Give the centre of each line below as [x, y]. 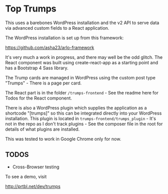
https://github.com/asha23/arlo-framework [50, 47]
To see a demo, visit [26, 176]
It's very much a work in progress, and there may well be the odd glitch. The [84, 57]
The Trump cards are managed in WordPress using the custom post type [80, 77]
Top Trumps [31, 9]
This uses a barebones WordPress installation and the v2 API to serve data [82, 23]
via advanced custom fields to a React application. [57, 28]
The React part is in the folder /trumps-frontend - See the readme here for [82, 92]
